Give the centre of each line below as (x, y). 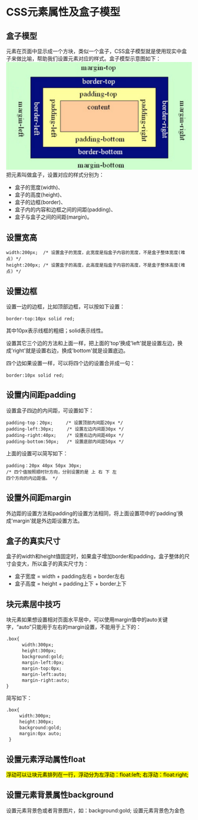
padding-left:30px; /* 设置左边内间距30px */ (65, 429)
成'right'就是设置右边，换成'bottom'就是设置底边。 (67, 350)
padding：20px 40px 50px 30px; (44, 465)
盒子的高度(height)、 (40, 195)
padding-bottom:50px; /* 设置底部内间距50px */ (65, 442)
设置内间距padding (41, 395)
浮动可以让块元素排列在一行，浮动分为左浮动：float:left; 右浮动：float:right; (97, 775)
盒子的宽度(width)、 (39, 188)
